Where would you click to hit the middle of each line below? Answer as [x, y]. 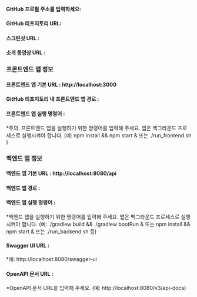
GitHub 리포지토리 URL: [34, 24]
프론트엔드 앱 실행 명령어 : [36, 114]
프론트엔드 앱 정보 [30, 70]
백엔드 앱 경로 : [23, 188]
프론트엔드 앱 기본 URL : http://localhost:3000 [61, 84]
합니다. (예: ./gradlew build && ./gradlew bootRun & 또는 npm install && [106, 224]
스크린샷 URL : [23, 38]
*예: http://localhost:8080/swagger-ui [51, 259]
